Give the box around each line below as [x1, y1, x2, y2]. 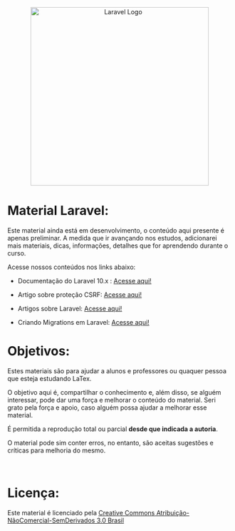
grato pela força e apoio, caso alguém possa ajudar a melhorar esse [7, 403, 207, 412]
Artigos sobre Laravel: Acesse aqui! [17, 304, 122, 313]
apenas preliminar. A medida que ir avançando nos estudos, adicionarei [7, 233, 217, 242]
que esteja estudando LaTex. [7, 374, 92, 383]
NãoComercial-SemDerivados [7, 516, 95, 525]
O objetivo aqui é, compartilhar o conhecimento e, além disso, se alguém [7, 388, 221, 396]
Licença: [7, 485, 60, 501]
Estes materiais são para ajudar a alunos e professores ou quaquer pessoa [7, 366, 226, 375]
